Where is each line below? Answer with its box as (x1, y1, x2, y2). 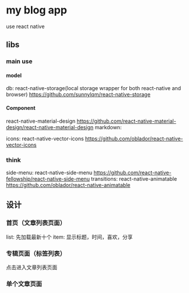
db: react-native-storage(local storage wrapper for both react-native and (6, 85, 181, 92)
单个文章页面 (6, 280, 43, 288)
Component (6, 105, 36, 112)
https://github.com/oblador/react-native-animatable (6, 181, 131, 188)
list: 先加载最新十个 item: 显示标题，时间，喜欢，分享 (6, 233, 133, 240)
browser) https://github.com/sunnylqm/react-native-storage (6, 91, 150, 98)
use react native (6, 23, 45, 30)
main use (6, 57, 33, 66)
